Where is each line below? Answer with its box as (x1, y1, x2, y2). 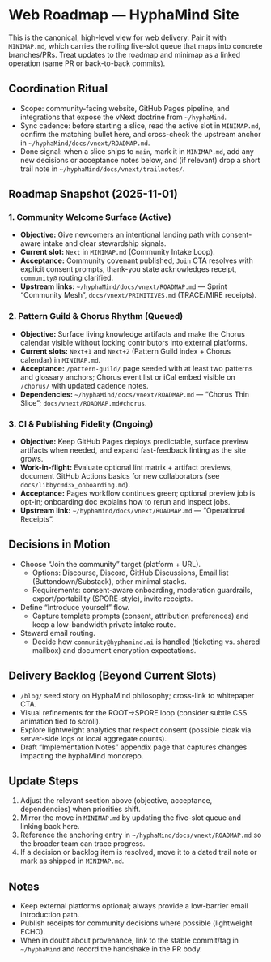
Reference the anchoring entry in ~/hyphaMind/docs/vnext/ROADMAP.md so (19, 830, 262, 840)
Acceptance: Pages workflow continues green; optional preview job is (19, 488, 256, 498)
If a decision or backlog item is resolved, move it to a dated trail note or (19, 848, 257, 857)
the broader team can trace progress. (19, 839, 146, 848)
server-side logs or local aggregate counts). (19, 733, 167, 743)
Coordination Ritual (8, 82, 108, 96)
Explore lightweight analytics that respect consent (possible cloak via (19, 724, 252, 735)
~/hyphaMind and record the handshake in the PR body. (19, 944, 202, 954)
